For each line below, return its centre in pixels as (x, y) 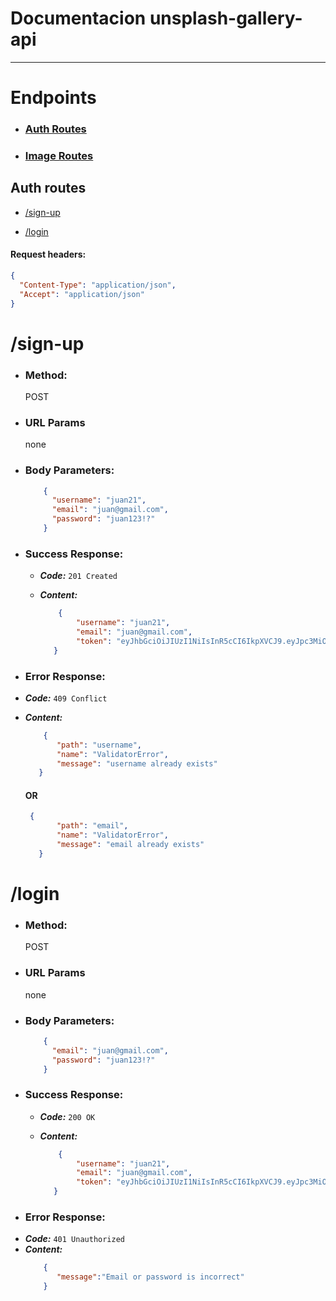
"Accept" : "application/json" (82, 294)
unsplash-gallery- (226, 18)
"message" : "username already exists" (137, 763)
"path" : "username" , (99, 745)
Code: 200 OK (67, 1116)
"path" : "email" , (92, 826)
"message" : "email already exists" (130, 845)
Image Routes (59, 155)
